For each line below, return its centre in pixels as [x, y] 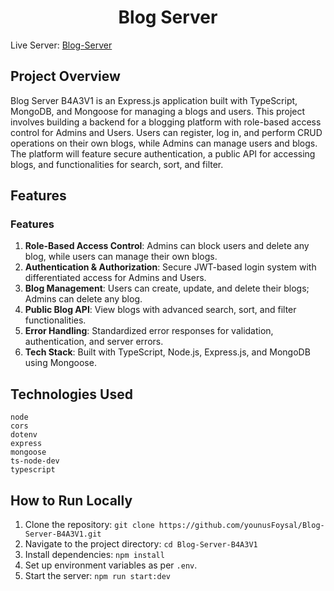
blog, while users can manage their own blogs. [121, 257]
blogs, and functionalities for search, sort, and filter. [117, 164]
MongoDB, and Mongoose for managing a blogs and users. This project [158, 111]
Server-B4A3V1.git [63, 534]
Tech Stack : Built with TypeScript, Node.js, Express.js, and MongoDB [167, 352]
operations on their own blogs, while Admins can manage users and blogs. [164, 143]
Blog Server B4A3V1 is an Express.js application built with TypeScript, [154, 100]
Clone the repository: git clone [89, 525]
